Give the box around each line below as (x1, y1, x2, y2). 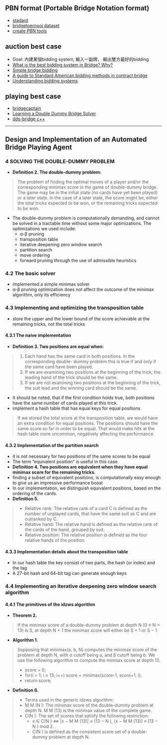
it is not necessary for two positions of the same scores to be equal (12, 454, 151, 460)
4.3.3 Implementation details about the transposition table (5, 548, 128, 554)
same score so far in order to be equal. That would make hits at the (17, 425, 155, 431)
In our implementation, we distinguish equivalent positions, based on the (12, 485, 161, 491)
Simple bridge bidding (12, 67, 58, 73)
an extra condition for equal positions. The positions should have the (17, 420, 158, 426)
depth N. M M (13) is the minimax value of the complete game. (24, 708, 153, 714)
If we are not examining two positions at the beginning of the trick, (24, 379, 161, 386)
